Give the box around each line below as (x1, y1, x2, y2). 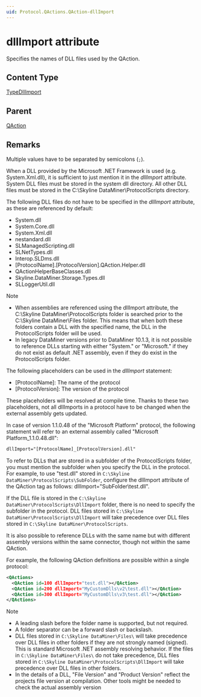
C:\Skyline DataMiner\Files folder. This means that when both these (14, 317, 183, 324)
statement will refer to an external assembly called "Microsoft (6, 428, 159, 435)
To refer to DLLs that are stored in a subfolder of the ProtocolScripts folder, (6, 457, 193, 464)
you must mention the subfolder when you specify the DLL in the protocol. (6, 463, 191, 470)
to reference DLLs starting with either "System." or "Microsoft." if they (14, 343, 188, 349)
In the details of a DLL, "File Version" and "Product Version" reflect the (14, 671, 190, 678)
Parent (6, 106, 32, 116)
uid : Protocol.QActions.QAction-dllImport (6, 8, 114, 15)
